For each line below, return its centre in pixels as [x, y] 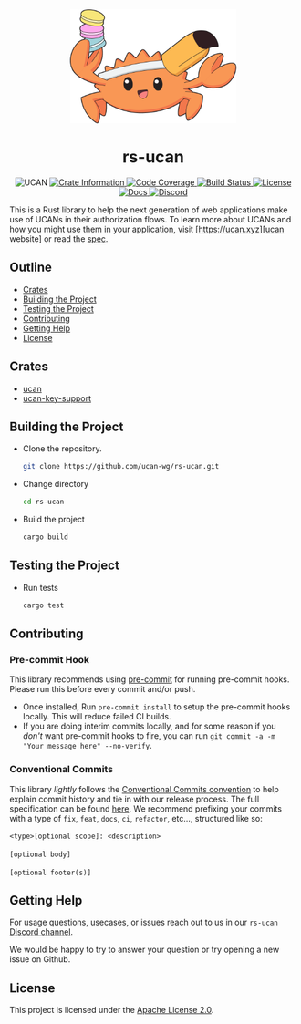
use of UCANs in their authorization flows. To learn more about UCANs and [150, 219]
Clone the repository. [62, 449]
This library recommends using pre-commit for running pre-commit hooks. [150, 679]
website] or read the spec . [59, 238]
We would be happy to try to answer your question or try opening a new [145, 950]
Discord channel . [42, 932]
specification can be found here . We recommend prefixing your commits [146, 808]
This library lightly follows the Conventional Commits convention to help [145, 789]
